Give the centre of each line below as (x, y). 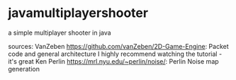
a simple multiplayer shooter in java (60, 33)
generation (24, 69)
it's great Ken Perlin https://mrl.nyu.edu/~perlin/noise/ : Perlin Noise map (113, 61)
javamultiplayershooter (78, 13)
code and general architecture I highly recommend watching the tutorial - (115, 54)
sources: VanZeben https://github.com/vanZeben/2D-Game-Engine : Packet (118, 46)
